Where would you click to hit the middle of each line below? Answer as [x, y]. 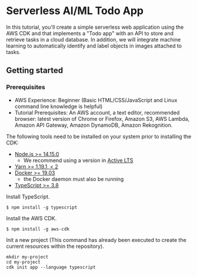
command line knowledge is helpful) [59, 106]
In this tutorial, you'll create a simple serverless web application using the [95, 27]
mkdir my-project [27, 257]
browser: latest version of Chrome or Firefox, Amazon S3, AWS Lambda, [102, 119]
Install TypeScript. [28, 196]
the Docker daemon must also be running [74, 179]
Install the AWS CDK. [31, 218]
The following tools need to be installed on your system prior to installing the [99, 136]
